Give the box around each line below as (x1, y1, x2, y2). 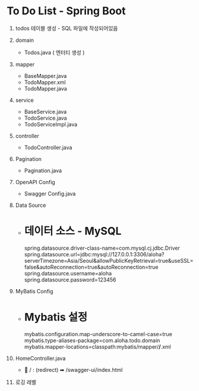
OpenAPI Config (15, 178, 55, 185)
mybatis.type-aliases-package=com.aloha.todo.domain (24, 337, 160, 344)
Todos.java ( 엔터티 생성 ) (24, 49, 85, 56)
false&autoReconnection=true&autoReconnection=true (24, 263, 159, 271)
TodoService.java (24, 114, 67, 122)
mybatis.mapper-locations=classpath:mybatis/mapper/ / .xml (24, 343, 171, 350)
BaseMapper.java (24, 72, 67, 79)
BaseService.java (24, 108, 67, 115)
